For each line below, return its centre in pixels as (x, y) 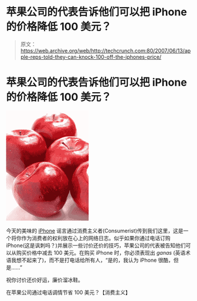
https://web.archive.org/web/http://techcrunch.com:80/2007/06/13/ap (106, 50)
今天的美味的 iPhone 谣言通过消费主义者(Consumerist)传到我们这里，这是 (95, 231)
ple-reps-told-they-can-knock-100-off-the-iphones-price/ (91, 57)
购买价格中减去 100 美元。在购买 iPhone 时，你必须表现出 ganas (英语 (101, 252)
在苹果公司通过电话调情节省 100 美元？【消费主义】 (68, 292)
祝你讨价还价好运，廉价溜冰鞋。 (45, 280)
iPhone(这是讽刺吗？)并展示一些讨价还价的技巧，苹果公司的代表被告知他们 (96, 245)
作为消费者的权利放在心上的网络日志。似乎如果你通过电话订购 (96, 238)
